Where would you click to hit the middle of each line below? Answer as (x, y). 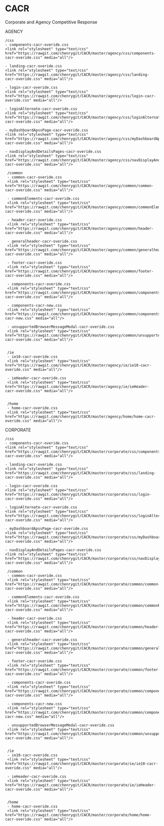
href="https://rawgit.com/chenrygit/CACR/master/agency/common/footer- (79, 271)
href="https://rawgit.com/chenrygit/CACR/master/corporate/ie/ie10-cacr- (82, 763)
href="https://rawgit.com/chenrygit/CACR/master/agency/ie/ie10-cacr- (78, 365)
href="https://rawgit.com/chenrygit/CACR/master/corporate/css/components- (84, 452)
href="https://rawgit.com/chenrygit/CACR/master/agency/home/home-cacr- (81, 416)
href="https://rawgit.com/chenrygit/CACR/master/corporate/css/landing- (81, 473)
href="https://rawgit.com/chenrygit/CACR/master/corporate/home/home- (78, 815)
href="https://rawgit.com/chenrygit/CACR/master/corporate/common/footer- (83, 670)
